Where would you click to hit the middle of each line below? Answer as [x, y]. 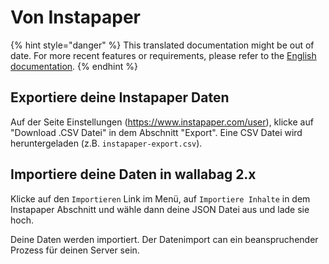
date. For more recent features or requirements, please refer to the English [163, 55]
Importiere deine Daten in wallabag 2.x [133, 174]
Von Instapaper [75, 17]
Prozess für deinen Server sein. [75, 250]
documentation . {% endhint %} [74, 66]
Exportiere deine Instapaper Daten [120, 97]
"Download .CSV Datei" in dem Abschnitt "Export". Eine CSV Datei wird [156, 132]
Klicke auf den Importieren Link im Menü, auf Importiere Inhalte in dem [160, 198]
